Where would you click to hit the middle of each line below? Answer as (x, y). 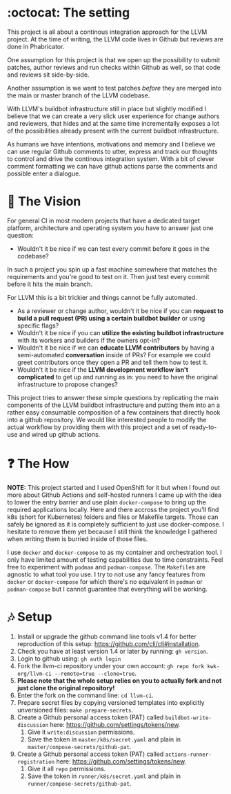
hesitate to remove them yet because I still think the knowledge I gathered (112, 531)
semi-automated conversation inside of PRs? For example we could (114, 355)
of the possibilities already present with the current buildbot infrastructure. (113, 131)
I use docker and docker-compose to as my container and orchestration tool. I (114, 552)
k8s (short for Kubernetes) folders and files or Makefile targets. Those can (113, 517)
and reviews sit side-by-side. (48, 75)
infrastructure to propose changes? (68, 384)
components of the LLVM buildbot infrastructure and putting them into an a (114, 405)
